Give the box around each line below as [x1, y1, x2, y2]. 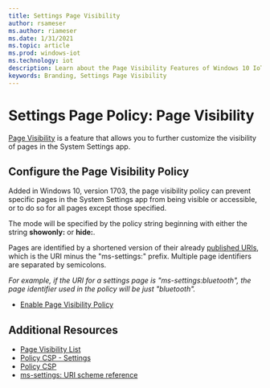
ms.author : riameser [8, 27, 78, 35]
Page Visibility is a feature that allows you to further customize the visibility [8, 133, 257, 142]
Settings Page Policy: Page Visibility [8, 106, 255, 125]
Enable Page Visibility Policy [19, 299, 114, 310]
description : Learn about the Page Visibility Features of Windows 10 [8, 64, 250, 72]
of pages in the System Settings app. [8, 142, 131, 151]
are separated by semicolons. [8, 260, 107, 270]
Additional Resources [8, 323, 118, 336]
